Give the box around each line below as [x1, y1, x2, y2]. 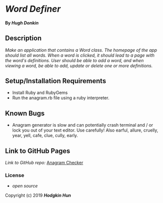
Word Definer [5, 3, 61, 15]
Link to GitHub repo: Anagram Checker [5, 160, 83, 166]
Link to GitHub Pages [5, 147, 70, 155]
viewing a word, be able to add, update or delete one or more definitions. [5, 63, 153, 68]
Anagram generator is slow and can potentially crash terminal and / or [12, 122, 153, 128]
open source [12, 183, 38, 189]
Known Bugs [5, 109, 45, 117]
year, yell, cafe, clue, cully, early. [12, 133, 78, 138]
